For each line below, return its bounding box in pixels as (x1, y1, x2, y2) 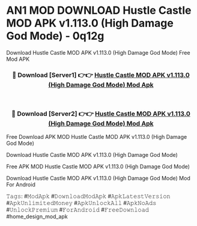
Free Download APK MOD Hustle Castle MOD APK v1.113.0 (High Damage (6, 133, 187, 140)
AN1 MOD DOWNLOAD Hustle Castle (6, 4, 192, 17)
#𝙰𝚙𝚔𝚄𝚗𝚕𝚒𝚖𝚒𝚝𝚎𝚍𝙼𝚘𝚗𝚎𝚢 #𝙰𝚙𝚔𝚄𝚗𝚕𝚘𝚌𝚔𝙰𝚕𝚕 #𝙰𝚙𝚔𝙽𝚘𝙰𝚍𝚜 (6, 199, 157, 206)
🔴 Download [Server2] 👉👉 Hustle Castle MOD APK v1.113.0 (11, 109, 190, 118)
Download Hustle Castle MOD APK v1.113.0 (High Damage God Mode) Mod (6, 174, 190, 182)
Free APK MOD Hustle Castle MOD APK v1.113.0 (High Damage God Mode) (6, 163, 190, 170)
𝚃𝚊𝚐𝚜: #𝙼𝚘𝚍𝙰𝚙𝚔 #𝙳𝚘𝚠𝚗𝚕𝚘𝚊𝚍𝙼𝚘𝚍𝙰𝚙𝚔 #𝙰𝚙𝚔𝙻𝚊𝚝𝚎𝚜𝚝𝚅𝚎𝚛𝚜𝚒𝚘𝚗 (6, 192, 171, 200)
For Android (6, 181, 36, 188)
